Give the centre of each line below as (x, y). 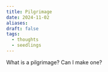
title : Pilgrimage (29, 12)
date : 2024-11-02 (28, 17)
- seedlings (27, 46)
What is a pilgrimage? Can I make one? (54, 62)
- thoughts (25, 40)
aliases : (17, 23)
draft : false (22, 28)
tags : (13, 34)
